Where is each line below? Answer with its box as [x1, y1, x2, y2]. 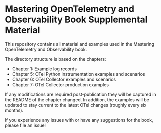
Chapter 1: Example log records [12, 66, 77, 72]
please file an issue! [5, 122, 46, 128]
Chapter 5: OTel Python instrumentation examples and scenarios [12, 71, 145, 77]
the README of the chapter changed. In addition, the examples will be [5, 96, 150, 103]
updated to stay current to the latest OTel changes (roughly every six [5, 102, 147, 108]
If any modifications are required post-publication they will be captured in [5, 91, 156, 97]
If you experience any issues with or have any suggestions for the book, [5, 117, 153, 123]
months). [5, 107, 24, 113]
